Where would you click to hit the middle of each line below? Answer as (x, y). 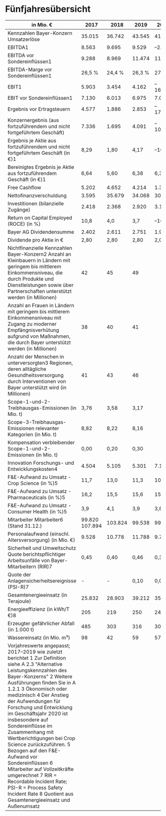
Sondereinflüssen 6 (30, 763)
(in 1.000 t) (21, 629)
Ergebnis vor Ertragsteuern (39, 109)
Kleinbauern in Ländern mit (39, 260)
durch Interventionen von (37, 381)
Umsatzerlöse (24, 39)
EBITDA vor (21, 55)
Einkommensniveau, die (35, 273)
